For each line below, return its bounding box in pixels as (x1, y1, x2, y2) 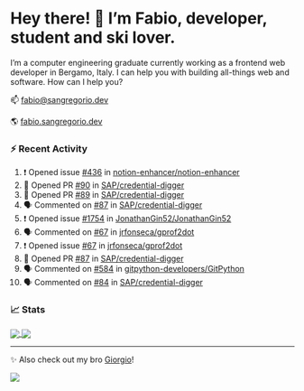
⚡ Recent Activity (10, 142, 88, 154)
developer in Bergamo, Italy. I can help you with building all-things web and (10, 67, 290, 78)
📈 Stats (10, 303, 46, 316)
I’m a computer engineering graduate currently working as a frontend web (10, 57, 286, 68)
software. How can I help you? (10, 76, 124, 87)
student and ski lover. (10, 27, 176, 48)
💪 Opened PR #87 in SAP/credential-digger (23, 253, 184, 265)
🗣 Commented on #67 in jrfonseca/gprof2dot (23, 227, 195, 237)
